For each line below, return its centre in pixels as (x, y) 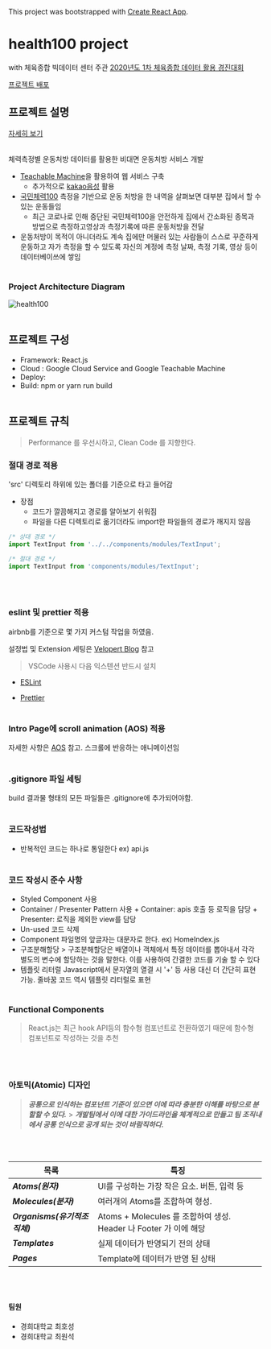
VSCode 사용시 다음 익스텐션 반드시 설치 (92, 666)
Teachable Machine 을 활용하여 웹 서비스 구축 (92, 176)
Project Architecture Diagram (67, 287)
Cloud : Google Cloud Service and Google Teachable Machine (123, 368)
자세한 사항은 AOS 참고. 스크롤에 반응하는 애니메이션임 (94, 747)
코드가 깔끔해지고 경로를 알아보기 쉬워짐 (94, 511)
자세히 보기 (26, 133)
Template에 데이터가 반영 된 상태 (156, 1258)
